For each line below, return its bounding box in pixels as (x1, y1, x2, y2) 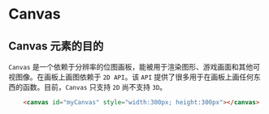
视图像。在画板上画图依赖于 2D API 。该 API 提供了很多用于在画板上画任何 (8, 72, 254, 82)
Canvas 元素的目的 (8, 39, 104, 53)
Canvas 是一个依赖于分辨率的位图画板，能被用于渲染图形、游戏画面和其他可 (8, 62, 260, 71)
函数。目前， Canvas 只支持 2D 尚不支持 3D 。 (22, 82, 167, 91)
